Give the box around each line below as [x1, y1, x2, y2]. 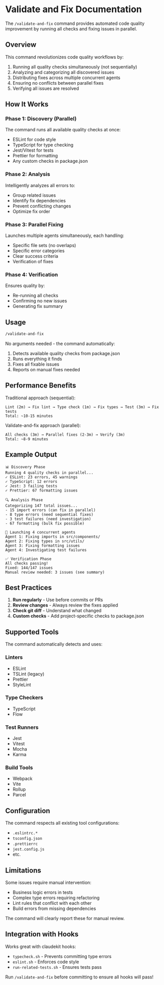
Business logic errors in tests [12, 889, 73, 896]
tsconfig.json [12, 836, 42, 841]
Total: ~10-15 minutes [5, 413, 53, 418]
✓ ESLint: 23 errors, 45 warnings [5, 474, 78, 480]
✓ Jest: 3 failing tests [5, 483, 58, 488]
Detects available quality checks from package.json [12, 350, 120, 357]
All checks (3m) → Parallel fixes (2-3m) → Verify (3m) [5, 432, 125, 437]
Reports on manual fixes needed [12, 367, 80, 373]
